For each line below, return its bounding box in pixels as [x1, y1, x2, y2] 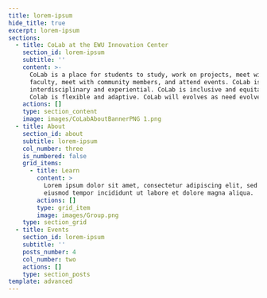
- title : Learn [29, 167, 80, 175]
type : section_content [22, 108, 98, 116]
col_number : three [22, 145, 83, 153]
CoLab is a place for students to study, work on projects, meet [29, 71, 250, 79]
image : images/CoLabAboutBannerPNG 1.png [22, 115, 161, 123]
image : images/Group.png [37, 211, 119, 219]
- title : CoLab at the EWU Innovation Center [15, 41, 169, 49]
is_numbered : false [22, 152, 87, 160]
